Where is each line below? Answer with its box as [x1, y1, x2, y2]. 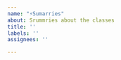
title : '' [7, 23, 37, 30]
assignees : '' [7, 36, 49, 43]
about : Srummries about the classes [7, 17, 115, 24]
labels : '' [7, 29, 39, 37]
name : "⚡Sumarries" [7, 10, 65, 17]
